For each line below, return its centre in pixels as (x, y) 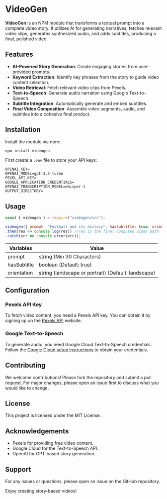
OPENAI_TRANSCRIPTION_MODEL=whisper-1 (45, 187)
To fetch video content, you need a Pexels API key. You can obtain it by (78, 315)
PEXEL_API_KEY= (21, 178)
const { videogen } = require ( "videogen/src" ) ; (55, 218)
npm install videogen (28, 151)
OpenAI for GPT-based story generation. (54, 454)
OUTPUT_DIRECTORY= (24, 191)
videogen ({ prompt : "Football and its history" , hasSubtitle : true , (78, 227)
